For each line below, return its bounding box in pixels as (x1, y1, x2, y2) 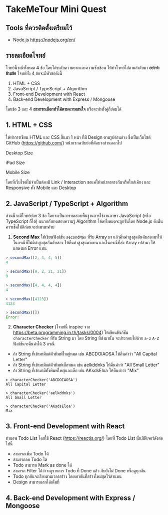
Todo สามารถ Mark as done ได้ (12, 462, 72, 468)
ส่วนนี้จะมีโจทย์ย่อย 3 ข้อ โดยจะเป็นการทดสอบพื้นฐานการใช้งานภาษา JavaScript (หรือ (5, 213, 151, 219)
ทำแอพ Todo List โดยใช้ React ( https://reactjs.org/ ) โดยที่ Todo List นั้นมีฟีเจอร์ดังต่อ (5, 435, 163, 441)
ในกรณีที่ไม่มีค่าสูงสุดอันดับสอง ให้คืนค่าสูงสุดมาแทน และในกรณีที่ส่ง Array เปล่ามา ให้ (12, 240, 155, 246)
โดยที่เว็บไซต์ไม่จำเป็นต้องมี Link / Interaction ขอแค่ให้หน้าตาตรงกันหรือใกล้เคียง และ (5, 179, 150, 185)
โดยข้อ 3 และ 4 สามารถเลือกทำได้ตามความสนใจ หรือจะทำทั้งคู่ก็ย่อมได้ (5, 106, 121, 112)
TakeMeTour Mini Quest (5, 4, 107, 15)
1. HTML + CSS (5, 121, 52, 129)
